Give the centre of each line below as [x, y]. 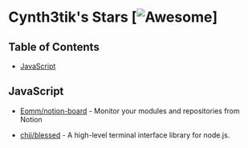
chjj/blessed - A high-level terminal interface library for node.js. [125, 135]
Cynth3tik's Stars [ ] [113, 17]
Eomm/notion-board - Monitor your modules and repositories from [130, 111]
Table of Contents [54, 47]
